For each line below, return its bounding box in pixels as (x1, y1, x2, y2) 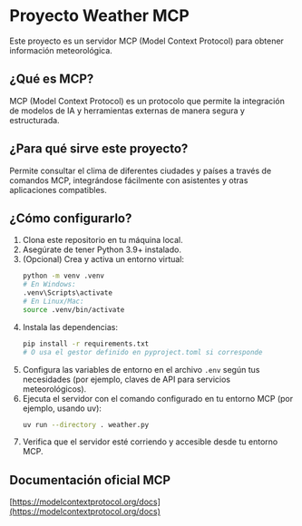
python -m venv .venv (22, 271, 104, 281)
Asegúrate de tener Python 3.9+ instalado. (22, 244, 181, 255)
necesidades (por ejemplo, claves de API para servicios (22, 374, 231, 385)
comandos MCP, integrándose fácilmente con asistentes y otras (9, 174, 248, 186)
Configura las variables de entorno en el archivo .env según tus (22, 364, 260, 375)
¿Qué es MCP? (9, 72, 94, 87)
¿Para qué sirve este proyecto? (9, 141, 189, 157)
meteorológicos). (22, 383, 87, 394)
